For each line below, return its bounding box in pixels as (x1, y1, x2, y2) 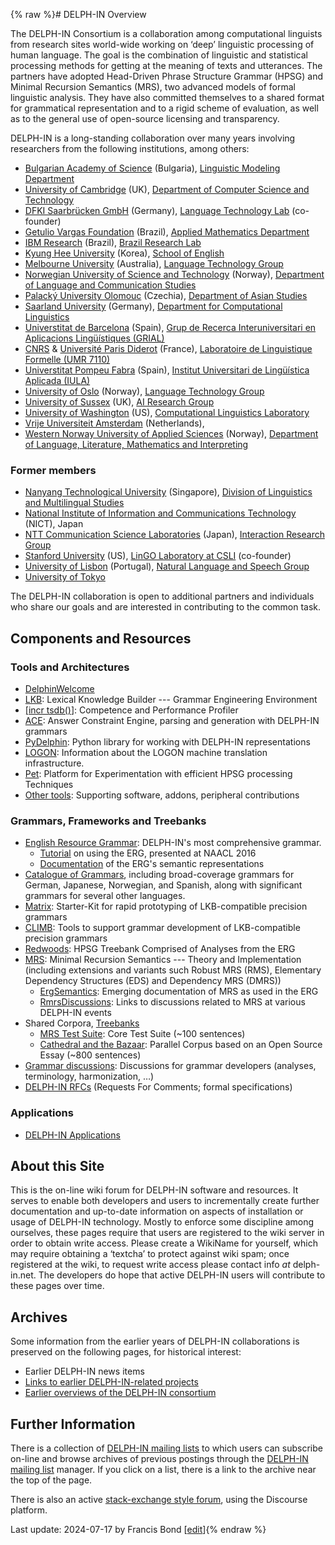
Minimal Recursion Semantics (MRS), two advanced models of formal (10, 81, 296, 93)
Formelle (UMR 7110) (24, 354, 111, 365)
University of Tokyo (24, 571, 106, 583)
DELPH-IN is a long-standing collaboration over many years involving (10, 132, 296, 144)
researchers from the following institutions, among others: (10, 143, 250, 154)
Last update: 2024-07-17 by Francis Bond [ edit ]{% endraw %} (10, 1524, 267, 1536)
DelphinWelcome (24, 682, 95, 694)
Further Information (10, 1415, 136, 1433)
